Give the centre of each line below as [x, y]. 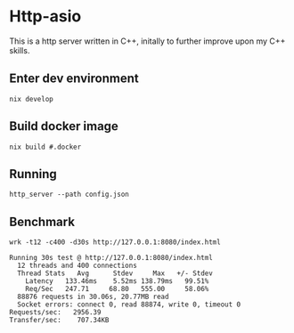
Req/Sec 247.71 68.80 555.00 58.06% [117, 289]
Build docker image [64, 126]
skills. [20, 50]
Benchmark [42, 221]
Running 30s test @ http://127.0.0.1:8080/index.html [111, 258]
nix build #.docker [45, 147]
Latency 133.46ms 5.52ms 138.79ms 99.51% [117, 281]
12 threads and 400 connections [78, 266]
